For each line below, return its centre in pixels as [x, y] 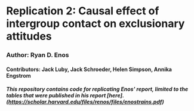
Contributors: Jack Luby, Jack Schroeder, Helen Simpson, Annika [89, 69]
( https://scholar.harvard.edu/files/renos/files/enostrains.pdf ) [85, 102]
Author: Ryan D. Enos [38, 55]
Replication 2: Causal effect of [83, 11]
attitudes [29, 36]
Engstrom [19, 75]
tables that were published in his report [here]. [65, 95]
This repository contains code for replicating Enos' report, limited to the [97, 89]
